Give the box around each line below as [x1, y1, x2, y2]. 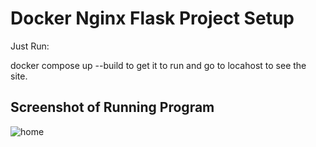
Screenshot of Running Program [10, 99, 215, 116]
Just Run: [10, 40, 50, 52]
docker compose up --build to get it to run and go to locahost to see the [10, 59, 307, 71]
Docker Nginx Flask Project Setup [10, 7, 295, 30]
